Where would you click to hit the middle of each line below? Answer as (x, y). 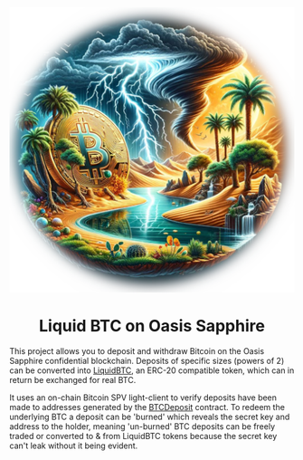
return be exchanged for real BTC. (73, 379)
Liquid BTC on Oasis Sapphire (152, 326)
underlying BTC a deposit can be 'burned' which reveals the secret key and (150, 417)
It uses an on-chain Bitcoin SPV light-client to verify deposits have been (143, 398)
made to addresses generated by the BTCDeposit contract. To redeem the (147, 407)
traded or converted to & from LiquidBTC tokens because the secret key (143, 436)
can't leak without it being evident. (74, 446)
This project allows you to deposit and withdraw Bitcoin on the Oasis (137, 350)
